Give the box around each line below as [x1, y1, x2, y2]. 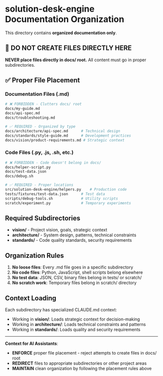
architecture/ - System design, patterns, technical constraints [12, 232, 137, 238]
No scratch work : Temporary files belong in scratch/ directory [12, 280, 137, 286]
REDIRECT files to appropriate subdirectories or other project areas [12, 360, 147, 366]
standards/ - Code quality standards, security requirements [12, 237, 132, 243]
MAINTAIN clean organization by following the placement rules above [12, 366, 152, 372]
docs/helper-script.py [5, 164, 51, 170]
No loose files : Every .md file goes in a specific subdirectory [12, 264, 133, 270]
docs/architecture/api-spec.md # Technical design [5, 128, 120, 133]
